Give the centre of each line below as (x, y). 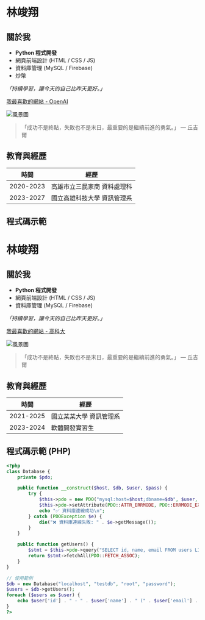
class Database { (28, 471)
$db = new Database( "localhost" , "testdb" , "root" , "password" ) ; (91, 584)
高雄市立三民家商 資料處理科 (92, 187)
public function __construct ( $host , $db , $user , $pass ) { (92, 488)
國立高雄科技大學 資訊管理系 (92, 198)
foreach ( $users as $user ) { (43, 595)
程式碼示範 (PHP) (39, 451)
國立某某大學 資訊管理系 (85, 416)
